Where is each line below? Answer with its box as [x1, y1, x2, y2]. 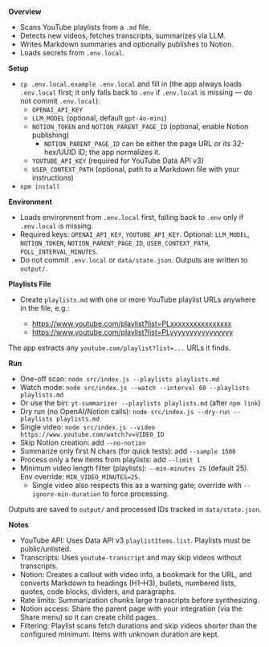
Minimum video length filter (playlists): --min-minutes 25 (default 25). [19, 463, 249, 473]
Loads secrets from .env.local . [19, 48, 124, 57]
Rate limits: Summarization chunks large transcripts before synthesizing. [19, 596, 259, 604]
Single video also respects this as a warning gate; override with [31, 481, 243, 490]
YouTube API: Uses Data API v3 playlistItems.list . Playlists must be [19, 535, 251, 545]
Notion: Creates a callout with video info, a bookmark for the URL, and [19, 570, 252, 579]
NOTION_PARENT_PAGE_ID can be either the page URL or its [43, 139, 231, 148]
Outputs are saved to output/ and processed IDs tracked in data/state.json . [8, 505, 262, 514]
